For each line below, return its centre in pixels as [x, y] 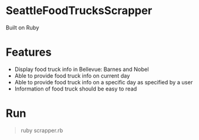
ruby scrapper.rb [42, 130]
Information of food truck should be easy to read [76, 89]
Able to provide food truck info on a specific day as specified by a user [103, 82]
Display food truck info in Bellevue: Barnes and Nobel [81, 69]
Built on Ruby [23, 28]
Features [29, 52]
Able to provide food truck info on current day [72, 76]
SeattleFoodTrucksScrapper [79, 11]
